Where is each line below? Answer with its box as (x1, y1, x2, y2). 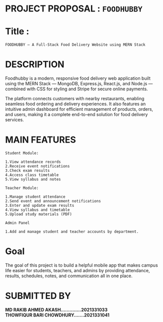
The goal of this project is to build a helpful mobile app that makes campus (5, 262, 158, 268)
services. (5, 117, 24, 123)
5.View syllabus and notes (5, 177, 61, 182)
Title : (5, 26, 29, 37)
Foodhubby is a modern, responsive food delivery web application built (5, 75, 151, 81)
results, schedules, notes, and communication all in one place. (5, 273, 133, 279)
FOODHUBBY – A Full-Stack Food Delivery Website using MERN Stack (5, 42, 146, 47)
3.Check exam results (5, 168, 50, 173)
